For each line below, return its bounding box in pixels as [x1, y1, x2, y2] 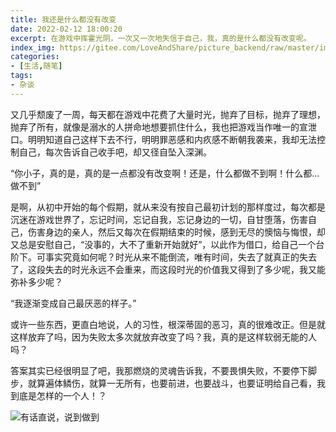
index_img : [10, 42, 56, 53]
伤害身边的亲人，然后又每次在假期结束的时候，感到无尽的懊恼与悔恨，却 [27, 226, 326, 238]
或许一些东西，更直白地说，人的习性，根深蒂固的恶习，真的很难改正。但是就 [10, 318, 326, 330]
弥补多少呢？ [10, 276, 63, 288]
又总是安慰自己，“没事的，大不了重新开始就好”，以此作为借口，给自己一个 [10, 238, 317, 250]
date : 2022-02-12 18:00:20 [10, 24, 123, 34]
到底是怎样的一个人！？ [10, 389, 107, 401]
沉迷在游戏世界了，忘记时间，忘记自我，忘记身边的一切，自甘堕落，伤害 [10, 213, 308, 225]
